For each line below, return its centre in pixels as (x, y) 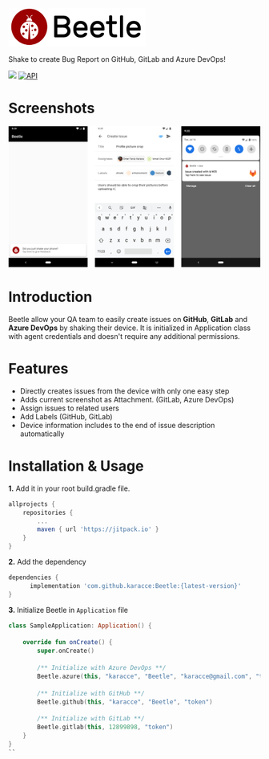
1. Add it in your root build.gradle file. (69, 488)
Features (38, 369)
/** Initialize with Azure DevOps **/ (102, 668)
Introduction (50, 297)
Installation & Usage (76, 466)
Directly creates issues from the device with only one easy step (124, 391)
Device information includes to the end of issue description (117, 425)
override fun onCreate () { (68, 643)
